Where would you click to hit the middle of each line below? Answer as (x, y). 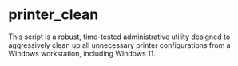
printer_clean (54, 15)
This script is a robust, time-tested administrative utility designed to (119, 37)
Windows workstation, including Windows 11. (82, 53)
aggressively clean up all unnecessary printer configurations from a (119, 45)
